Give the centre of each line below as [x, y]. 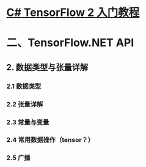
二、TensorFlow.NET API [70, 43]
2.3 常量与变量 [28, 122]
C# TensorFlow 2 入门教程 [73, 13]
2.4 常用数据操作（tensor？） [50, 140]
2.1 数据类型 [24, 86]
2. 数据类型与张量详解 [47, 67]
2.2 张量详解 [25, 104]
